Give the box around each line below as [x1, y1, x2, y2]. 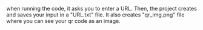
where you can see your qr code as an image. [6, 18, 121, 24]
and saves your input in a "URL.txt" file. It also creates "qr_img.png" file [6, 11, 185, 18]
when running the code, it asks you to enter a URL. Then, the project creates [6, 5, 197, 12]
